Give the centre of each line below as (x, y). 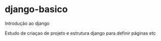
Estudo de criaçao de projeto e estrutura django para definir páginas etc (80, 33)
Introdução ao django (27, 23)
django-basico (36, 9)
